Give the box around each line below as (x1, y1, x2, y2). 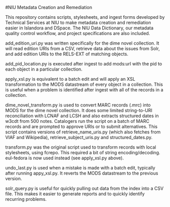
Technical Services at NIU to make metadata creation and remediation (5, 20, 151, 25)
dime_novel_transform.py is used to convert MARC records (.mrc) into (5, 102, 151, 108)
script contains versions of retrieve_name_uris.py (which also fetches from (5, 129, 161, 135)
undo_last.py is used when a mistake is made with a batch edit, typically (5, 165, 155, 170)
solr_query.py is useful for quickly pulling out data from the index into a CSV (5, 185, 164, 191)
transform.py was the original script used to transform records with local (5, 144, 156, 150)
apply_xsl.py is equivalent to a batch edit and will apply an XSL (5, 76, 136, 82)
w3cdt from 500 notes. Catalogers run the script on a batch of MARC (5, 118, 150, 124)
